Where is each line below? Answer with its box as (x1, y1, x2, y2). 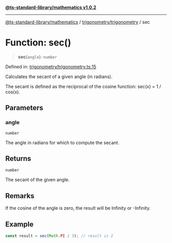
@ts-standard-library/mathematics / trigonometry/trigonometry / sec (5, 19, 150, 25)
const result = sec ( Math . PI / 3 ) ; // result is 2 (5, 233, 114, 239)
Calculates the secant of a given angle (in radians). (5, 74, 113, 80)
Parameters (5, 104, 44, 112)
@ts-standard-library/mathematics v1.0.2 (5, 5, 96, 10)
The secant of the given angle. (5, 177, 70, 183)
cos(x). (5, 89, 20, 95)
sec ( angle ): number (17, 54, 57, 60)
